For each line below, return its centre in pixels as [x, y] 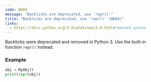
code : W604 [16, 10]
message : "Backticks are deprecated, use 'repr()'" [59, 14]
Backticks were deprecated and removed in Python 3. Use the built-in [75, 42]
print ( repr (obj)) [23, 75]
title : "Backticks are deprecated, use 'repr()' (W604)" [65, 19]
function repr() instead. [30, 47]
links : [12, 23]
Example [16, 60]
